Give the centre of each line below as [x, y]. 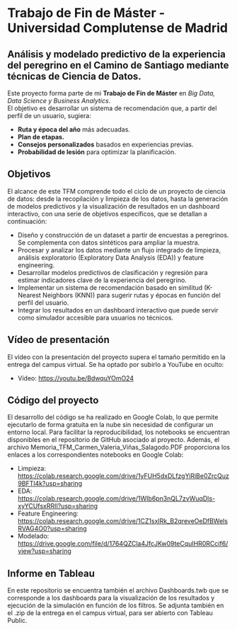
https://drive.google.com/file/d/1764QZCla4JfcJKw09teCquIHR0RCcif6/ [123, 544]
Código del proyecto [53, 401]
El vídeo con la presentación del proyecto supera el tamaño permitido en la [116, 357]
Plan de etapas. [41, 137]
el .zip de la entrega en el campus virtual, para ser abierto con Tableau [110, 613]
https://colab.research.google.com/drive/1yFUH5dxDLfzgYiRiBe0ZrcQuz [123, 476]
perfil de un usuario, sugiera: [50, 116]
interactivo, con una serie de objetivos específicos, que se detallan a [107, 214]
